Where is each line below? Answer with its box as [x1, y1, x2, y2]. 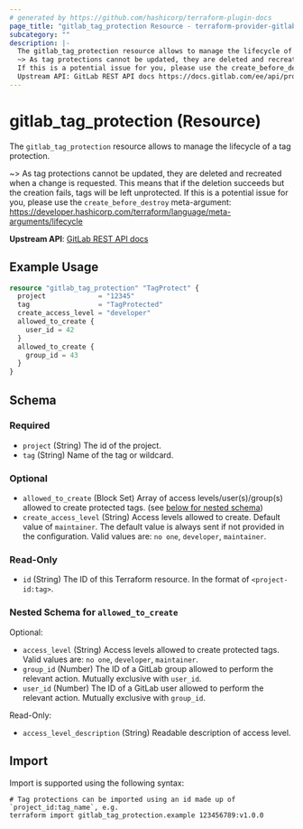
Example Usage [9, 259, 99, 275]
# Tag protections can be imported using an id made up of [9, 795, 236, 804]
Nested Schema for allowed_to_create [9, 606, 179, 619]
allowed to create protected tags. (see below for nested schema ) [22, 502, 263, 513]
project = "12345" [17, 292, 135, 301]
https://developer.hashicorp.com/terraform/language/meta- [9, 206, 232, 217]
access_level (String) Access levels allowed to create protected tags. [22, 644, 280, 655]
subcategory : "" [9, 30, 70, 39]
